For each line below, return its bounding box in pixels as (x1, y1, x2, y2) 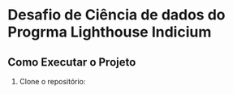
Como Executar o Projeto (7, 55, 136, 69)
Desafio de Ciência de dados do (7, 6, 226, 24)
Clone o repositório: (19, 77, 86, 86)
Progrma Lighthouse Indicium (7, 23, 212, 41)
